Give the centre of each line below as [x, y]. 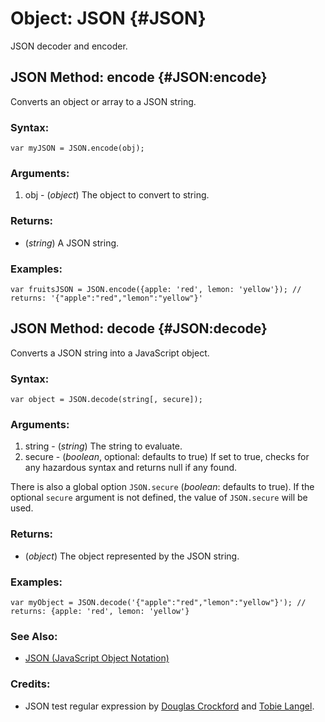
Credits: [30, 684]
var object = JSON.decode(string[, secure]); [106, 400]
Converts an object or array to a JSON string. [103, 101]
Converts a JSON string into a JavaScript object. [110, 353]
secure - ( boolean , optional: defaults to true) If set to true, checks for [167, 457]
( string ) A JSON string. [72, 243]
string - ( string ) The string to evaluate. [103, 446]
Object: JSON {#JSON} [108, 18]
